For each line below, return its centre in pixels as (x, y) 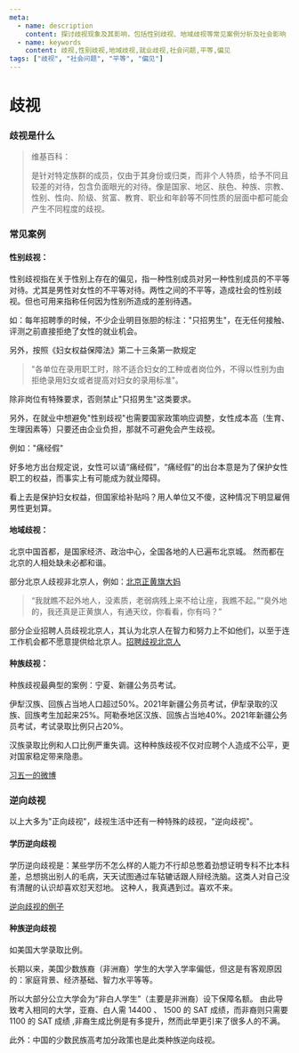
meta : (19, 17)
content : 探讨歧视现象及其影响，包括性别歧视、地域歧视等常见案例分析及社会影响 (156, 34)
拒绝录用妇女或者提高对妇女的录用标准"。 (107, 380)
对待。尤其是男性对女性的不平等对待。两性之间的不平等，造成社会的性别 (141, 289)
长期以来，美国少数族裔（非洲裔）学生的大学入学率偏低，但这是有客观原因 (145, 968)
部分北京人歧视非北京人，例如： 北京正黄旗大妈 (95, 581)
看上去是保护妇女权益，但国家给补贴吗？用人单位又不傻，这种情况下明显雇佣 (149, 497)
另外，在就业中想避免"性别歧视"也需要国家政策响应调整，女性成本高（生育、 (149, 417)
